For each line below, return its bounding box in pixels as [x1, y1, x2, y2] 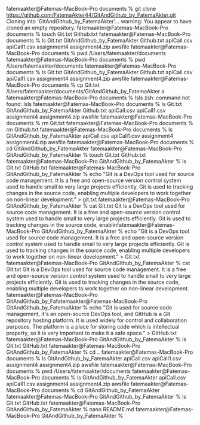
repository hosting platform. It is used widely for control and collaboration [6, 317, 187, 324]
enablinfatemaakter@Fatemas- [99, 221, 175, 228]
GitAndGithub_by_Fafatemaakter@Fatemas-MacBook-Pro [6, 297, 148, 305]
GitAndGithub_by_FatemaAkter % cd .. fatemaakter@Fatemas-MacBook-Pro [6, 348, 193, 356]
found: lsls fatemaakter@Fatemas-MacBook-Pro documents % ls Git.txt [6, 101, 182, 107]
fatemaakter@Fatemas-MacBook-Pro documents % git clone [6, 5, 156, 12]
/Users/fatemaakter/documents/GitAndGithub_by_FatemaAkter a [6, 88, 165, 95]
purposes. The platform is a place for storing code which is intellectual [6, 323, 180, 330]
